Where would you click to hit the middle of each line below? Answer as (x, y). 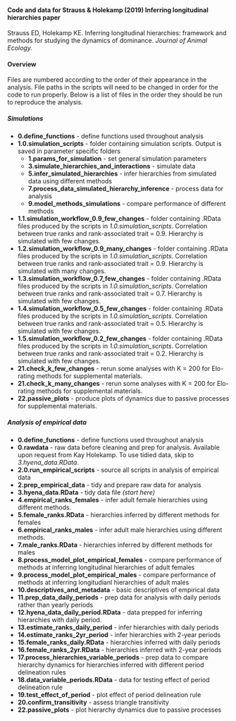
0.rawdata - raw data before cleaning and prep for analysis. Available (118, 447)
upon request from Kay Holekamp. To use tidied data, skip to (106, 455)
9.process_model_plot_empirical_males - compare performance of (117, 575)
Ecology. (20, 48)
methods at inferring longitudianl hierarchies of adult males (103, 583)
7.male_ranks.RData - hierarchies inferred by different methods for (115, 545)
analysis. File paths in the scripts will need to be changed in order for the (113, 87)
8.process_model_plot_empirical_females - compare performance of (119, 560)
